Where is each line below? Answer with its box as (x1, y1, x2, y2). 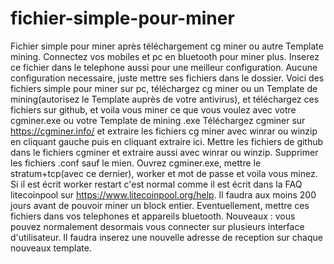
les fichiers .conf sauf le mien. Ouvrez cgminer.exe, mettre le (10, 157, 262, 169)
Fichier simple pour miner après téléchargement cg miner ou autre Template (10, 40, 324, 52)
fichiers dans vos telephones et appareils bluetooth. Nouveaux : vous (10, 210, 296, 222)
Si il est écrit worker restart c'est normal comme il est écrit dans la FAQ (10, 178, 303, 190)
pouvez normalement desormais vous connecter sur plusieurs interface (10, 220, 305, 232)
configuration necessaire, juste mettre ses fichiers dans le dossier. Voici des (10, 72, 325, 84)
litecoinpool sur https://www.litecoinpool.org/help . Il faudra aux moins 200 (10, 188, 317, 201)
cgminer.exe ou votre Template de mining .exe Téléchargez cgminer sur (10, 114, 306, 126)
